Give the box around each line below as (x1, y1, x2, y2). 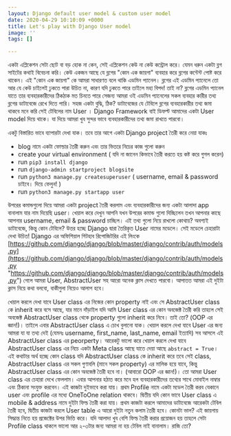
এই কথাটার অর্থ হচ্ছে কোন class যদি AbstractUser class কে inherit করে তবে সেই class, (8, 352, 212, 360)
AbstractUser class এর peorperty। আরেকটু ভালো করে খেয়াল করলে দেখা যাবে (8, 337, 186, 345)
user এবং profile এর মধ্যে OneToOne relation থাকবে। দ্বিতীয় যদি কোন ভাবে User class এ (8, 391, 217, 399)
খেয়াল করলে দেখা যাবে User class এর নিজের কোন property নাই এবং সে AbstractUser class (8, 298, 220, 307)
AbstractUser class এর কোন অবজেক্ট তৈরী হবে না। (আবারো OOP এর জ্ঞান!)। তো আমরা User (8, 368, 217, 376)
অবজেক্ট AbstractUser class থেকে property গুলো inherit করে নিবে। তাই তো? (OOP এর (8, 313, 213, 322)
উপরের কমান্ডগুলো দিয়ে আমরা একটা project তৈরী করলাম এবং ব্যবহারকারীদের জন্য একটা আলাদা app (8, 201, 209, 209)
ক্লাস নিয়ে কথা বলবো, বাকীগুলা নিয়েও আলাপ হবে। (8, 284, 105, 293)
